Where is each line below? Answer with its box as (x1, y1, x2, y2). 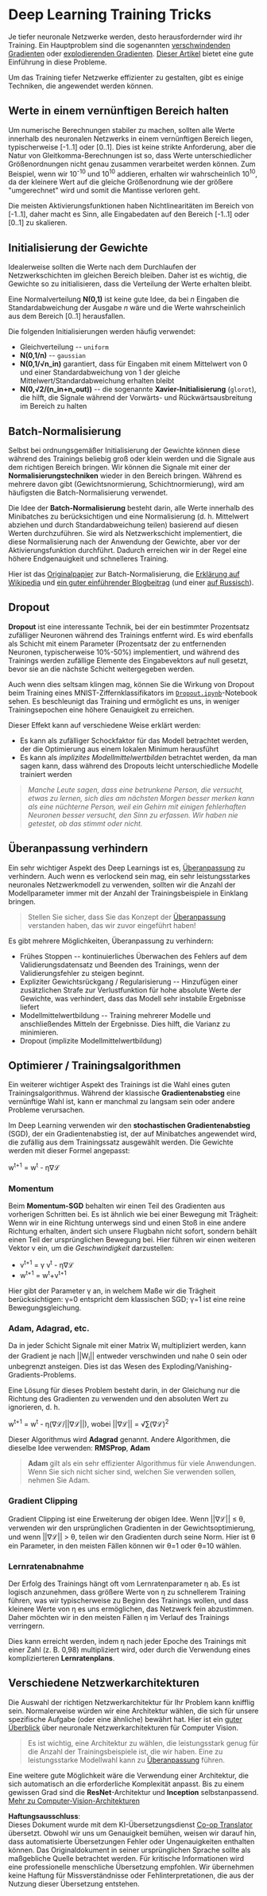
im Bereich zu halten (19, 402, 87, 411)
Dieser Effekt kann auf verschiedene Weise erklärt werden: (8, 720, 201, 729)
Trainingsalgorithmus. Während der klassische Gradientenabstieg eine (8, 1088, 241, 1098)
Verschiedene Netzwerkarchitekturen (8, 1676, 200, 1690)
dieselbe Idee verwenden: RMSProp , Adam (8, 1443, 151, 1453)
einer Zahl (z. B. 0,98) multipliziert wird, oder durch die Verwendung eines (8, 1645, 251, 1654)
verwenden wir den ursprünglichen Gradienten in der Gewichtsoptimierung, (8, 1523, 256, 1533)
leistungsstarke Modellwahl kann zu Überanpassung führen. (27, 1755, 225, 1765)
